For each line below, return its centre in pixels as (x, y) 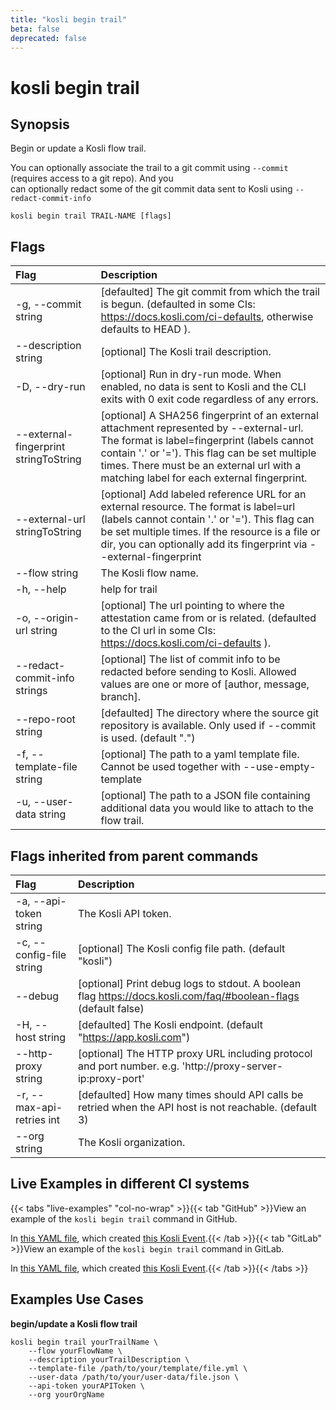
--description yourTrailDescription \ (109, 1359)
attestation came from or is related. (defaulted (208, 618)
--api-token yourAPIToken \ (86, 1386)
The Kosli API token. (124, 913)
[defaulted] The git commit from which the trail (210, 292)
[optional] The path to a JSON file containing (205, 796)
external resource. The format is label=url (198, 507)
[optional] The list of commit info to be (190, 659)
